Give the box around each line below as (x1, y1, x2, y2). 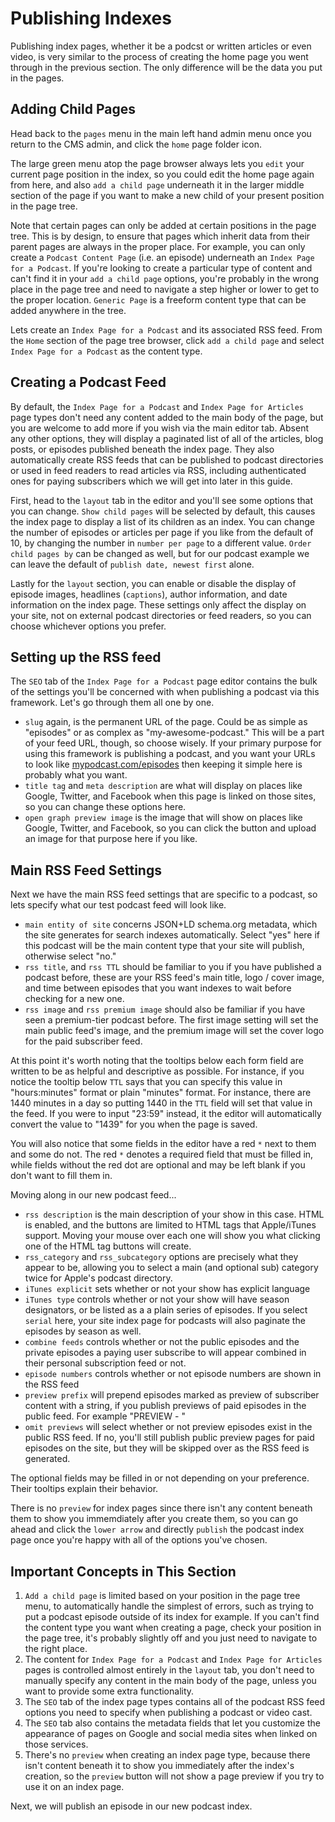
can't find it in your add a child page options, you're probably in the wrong (10, 272, 320, 284)
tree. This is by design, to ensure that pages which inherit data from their (10, 230, 311, 242)
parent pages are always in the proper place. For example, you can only (10, 240, 306, 252)
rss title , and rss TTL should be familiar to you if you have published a (24, 961, 322, 973)
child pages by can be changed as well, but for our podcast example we (10, 547, 310, 559)
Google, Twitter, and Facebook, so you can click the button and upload (24, 822, 317, 834)
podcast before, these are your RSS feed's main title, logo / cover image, (24, 972, 325, 984)
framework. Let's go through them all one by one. (10, 697, 215, 709)
